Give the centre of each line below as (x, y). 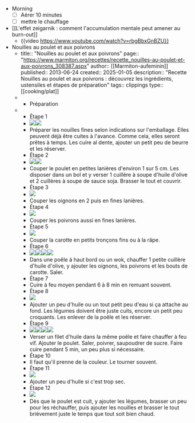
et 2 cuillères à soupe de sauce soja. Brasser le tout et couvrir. (106, 181)
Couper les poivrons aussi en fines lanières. (83, 220)
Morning (22, 9)
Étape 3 (39, 187)
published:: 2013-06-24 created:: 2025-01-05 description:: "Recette (104, 72)
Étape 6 (39, 246)
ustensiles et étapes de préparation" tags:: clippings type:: (92, 85)
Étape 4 (39, 207)
